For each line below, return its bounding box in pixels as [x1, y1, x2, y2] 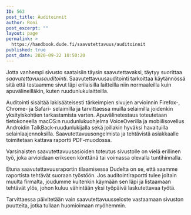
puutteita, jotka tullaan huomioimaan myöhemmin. [6, 201, 126, 209]
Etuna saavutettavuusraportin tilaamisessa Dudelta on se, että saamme [6, 166, 178, 173]
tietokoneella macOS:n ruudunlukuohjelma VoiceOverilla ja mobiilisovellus [6, 117, 185, 124]
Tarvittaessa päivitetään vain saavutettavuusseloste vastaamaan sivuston [6, 196, 184, 203]
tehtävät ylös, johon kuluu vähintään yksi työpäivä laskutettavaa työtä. [6, 184, 176, 191]
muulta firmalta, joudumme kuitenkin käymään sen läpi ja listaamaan [6, 178, 172, 185]
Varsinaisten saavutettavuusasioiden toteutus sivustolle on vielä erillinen [6, 148, 181, 155]
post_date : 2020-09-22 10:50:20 [6, 52, 85, 58]
